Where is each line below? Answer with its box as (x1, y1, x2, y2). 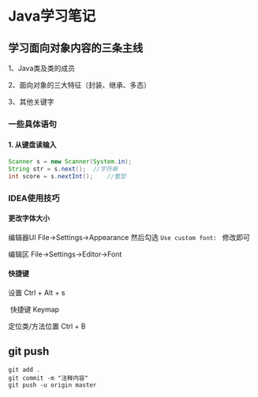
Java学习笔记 (8, 7, 96, 25)
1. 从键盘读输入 (8, 140, 57, 149)
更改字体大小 (8, 214, 50, 223)
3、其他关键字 (8, 97, 54, 107)
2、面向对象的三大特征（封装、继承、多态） (8, 81, 151, 89)
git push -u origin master (8, 380, 97, 389)
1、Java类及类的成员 (8, 64, 76, 73)
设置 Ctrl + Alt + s (8, 288, 65, 298)
